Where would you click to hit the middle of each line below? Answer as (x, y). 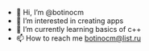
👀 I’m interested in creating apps (70, 21)
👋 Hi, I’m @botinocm (50, 12)
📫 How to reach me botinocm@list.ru (79, 38)
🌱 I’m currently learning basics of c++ (79, 29)
